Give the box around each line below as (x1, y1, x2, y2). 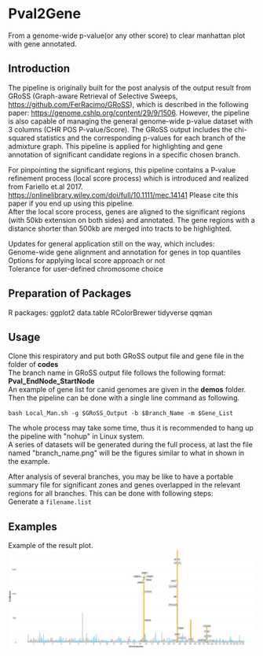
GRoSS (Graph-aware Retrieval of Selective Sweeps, (8, 91, 178, 101)
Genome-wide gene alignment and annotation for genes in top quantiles (8, 247, 241, 257)
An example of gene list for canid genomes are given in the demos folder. (8, 385, 247, 395)
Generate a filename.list (8, 497, 92, 506)
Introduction (8, 62, 71, 76)
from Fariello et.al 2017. (8, 182, 83, 191)
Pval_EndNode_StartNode (8, 376, 95, 386)
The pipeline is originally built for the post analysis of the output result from (8, 83, 251, 92)
